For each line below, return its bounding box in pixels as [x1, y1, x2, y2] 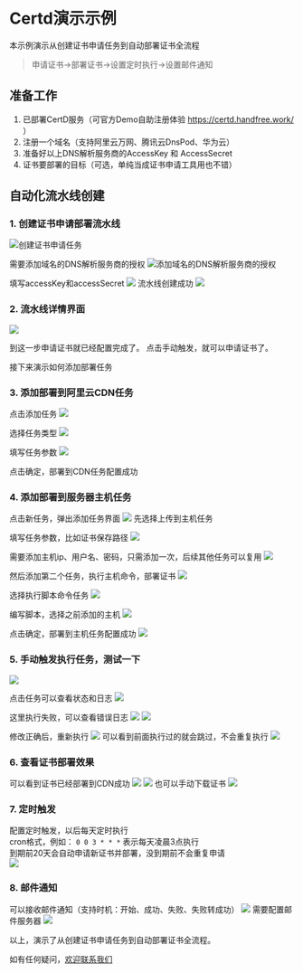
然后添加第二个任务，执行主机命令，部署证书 [9, 571, 176, 581]
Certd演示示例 [9, 8, 117, 29]
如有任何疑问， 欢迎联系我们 [9, 953, 113, 964]
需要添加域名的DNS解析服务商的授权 [9, 259, 146, 269]
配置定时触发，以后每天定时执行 [9, 825, 128, 836]
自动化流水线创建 [9, 188, 105, 203]
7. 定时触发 [9, 802, 56, 815]
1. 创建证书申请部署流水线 [9, 218, 120, 231]
